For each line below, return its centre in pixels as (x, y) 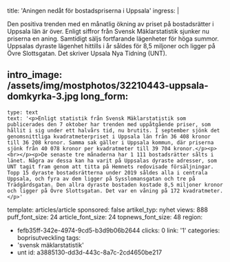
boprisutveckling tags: (49, 237)
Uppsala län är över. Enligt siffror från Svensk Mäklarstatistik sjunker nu (108, 31)
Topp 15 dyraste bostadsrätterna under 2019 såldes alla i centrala (107, 172)
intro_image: (35, 75)
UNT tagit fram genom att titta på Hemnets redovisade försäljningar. (111, 167)
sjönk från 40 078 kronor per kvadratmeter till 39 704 (89, 148)
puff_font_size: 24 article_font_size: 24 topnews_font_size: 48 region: (105, 216)
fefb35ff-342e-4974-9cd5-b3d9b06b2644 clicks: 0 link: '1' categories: (118, 230)
